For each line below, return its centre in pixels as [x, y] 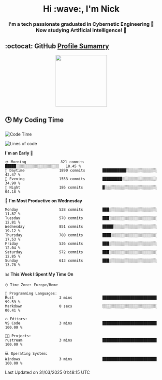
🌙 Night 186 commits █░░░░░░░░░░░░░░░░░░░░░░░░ [81, 187]
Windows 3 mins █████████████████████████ [81, 359]
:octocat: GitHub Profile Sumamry [57, 46]
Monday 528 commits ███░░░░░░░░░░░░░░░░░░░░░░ [81, 209]
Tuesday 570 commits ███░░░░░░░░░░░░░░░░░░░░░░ [81, 218]
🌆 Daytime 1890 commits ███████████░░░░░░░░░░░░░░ [81, 170]
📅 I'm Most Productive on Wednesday [44, 201]
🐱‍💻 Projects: [18, 336]
